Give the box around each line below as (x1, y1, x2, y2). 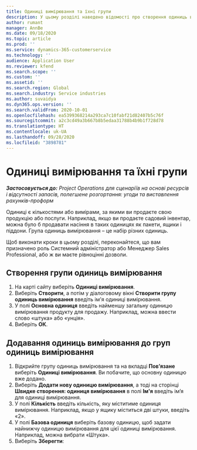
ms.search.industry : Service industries (6, 90, 107, 96)
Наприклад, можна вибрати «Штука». (14, 431, 110, 438)
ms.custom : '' (6, 74, 41, 80)
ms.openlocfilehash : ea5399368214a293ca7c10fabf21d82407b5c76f (6, 112, 164, 118)
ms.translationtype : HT (6, 123, 64, 129)
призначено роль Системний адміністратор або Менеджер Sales (6, 244, 169, 251)
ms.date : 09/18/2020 (6, 31, 57, 36)
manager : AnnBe (6, 25, 43, 31)
